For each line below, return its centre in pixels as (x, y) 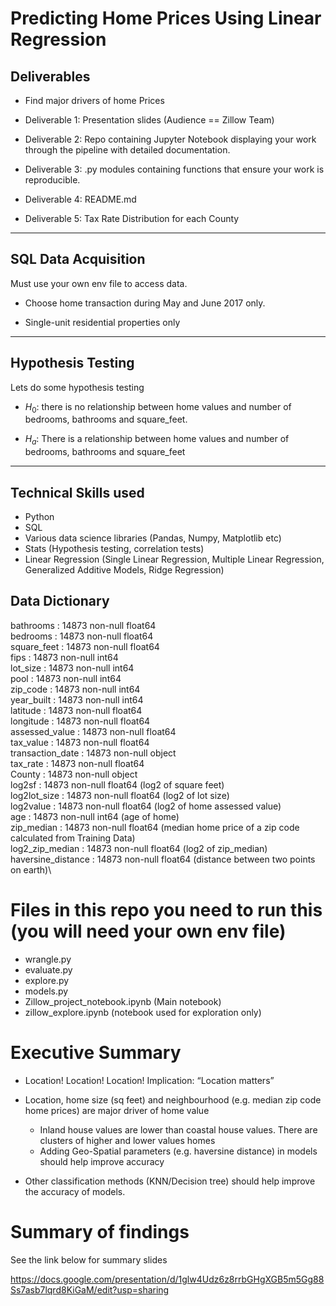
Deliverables (50, 76)
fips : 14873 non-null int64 (64, 657)
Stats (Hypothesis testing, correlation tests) (114, 549)
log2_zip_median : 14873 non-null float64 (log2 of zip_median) (139, 848)
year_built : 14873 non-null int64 (77, 699)
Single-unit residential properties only (102, 322)
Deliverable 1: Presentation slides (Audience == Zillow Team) (149, 120)
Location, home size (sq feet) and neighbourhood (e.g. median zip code (173, 1099)
